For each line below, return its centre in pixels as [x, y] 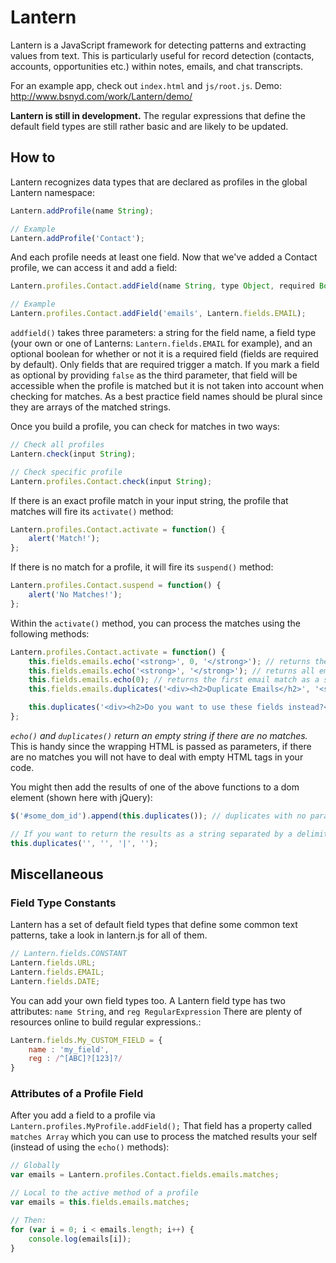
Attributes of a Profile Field [77, 1094]
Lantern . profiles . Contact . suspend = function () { [116, 586]
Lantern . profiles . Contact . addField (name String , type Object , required [162, 286]
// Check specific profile [66, 472]
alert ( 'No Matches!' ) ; [75, 595]
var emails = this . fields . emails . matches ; [100, 1202]
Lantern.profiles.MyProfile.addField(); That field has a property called [161, 1126]
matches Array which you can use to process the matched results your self [164, 1137]
